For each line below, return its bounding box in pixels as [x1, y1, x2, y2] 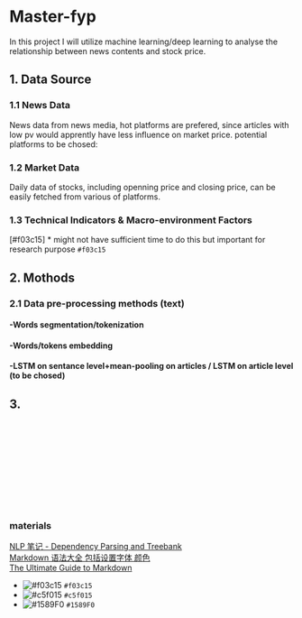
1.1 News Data [9, 99, 70, 112]
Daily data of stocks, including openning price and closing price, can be [9, 181, 277, 192]
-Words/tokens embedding [9, 340, 113, 351]
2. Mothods [9, 270, 75, 285]
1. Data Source [9, 72, 92, 88]
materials [9, 520, 52, 532]
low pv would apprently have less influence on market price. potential [9, 129, 268, 140]
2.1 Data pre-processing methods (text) [9, 297, 185, 309]
